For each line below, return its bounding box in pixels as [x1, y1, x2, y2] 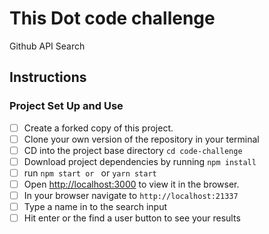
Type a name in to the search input [23, 201, 168, 213]
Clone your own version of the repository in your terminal [23, 133, 260, 145]
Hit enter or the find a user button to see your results [23, 212, 241, 224]
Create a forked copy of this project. [23, 122, 174, 134]
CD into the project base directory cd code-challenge [23, 144, 243, 156]
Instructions [9, 69, 87, 86]
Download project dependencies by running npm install [23, 155, 257, 167]
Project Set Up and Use [9, 99, 124, 113]
